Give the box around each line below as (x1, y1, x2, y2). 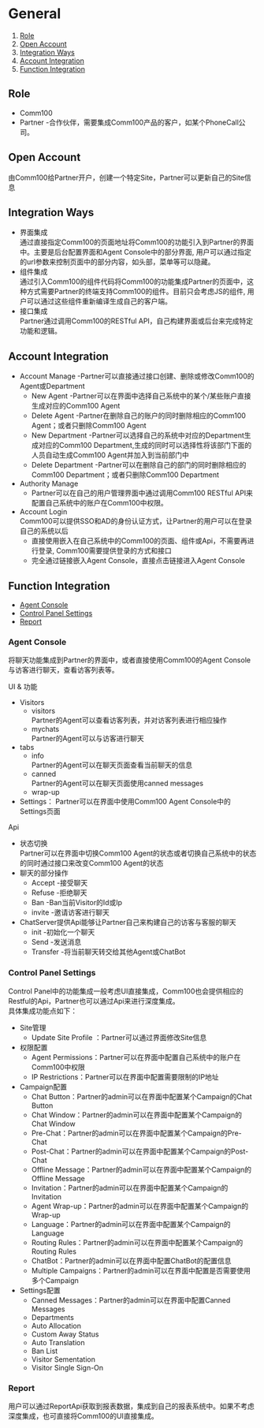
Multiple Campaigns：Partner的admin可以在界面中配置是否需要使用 (31, 1266, 251, 1275)
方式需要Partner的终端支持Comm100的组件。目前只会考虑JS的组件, (26, 287, 246, 296)
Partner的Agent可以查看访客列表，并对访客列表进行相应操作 (31, 715, 227, 725)
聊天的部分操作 (19, 868, 69, 878)
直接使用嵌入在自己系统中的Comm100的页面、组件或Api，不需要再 (31, 536, 248, 546)
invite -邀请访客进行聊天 (31, 908, 110, 917)
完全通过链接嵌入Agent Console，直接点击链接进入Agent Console (31, 556, 246, 565)
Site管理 (19, 1023, 46, 1032)
